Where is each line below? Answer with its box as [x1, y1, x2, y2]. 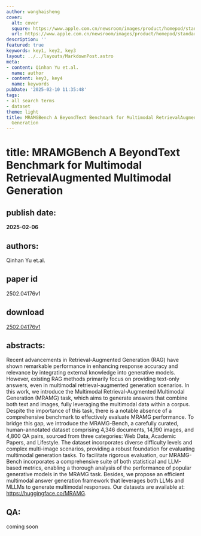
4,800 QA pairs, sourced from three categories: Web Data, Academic [6, 433, 176, 440]
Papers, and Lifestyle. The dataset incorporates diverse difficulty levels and [6, 439, 193, 446]
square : [11, 25, 31, 32]
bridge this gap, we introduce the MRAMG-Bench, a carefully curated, [6, 420, 179, 427]
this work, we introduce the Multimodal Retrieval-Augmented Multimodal [6, 388, 185, 395]
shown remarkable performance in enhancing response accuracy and [6, 363, 178, 370]
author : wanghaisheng [6, 8, 60, 15]
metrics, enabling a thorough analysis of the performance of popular [23, 464, 191, 471]
